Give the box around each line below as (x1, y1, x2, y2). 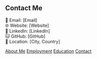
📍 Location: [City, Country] (5, 38, 60, 44)
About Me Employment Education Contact (5, 48, 91, 54)
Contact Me (5, 4, 42, 12)
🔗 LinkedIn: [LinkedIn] (5, 28, 50, 34)
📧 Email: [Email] (5, 17, 37, 23)
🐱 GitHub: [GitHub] (5, 33, 46, 39)
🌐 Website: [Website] (5, 22, 49, 28)
